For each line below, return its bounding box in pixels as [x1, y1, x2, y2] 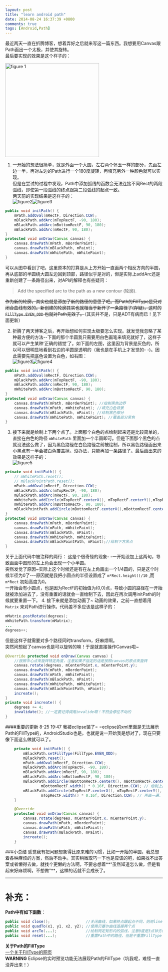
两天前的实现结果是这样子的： [12, 193, 74, 199]
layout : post [5, 7, 32, 13]
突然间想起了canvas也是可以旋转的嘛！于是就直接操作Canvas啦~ [5, 643, 139, 650]
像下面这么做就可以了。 [5, 736, 53, 742]
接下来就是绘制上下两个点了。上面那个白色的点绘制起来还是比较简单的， [12, 429, 161, 435]
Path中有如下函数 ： [5, 909, 46, 915]
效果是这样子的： [12, 454, 48, 460]
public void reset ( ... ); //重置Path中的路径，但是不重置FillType [5, 933, 162, 938]
